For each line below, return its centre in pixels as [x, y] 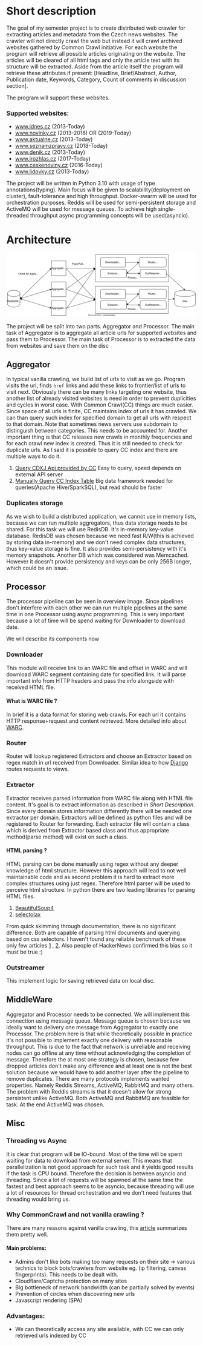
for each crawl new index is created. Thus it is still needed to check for [94, 443]
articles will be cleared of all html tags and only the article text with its [93, 60]
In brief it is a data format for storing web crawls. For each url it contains [96, 714]
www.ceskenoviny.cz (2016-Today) [59, 165]
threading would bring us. [38, 1199]
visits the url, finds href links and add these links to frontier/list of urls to [96, 385]
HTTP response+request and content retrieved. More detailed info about [96, 721]
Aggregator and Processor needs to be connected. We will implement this [98, 1014]
